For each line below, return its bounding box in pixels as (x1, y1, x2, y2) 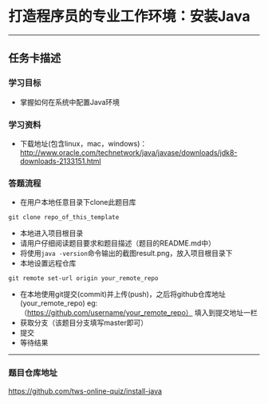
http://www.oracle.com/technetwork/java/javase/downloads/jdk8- (19, 147, 238, 157)
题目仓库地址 (8, 367, 58, 378)
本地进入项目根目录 (19, 229, 84, 238)
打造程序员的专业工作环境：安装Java (8, 7, 250, 26)
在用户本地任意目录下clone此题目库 (19, 198, 137, 207)
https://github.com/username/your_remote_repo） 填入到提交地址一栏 (26, 308, 258, 318)
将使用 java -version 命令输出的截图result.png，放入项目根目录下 (19, 249, 233, 258)
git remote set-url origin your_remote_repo (8, 274, 159, 282)
